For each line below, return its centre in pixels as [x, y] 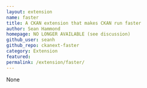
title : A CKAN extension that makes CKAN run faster [74, 23]
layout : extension [29, 12]
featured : [19, 57]
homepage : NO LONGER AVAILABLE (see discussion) [68, 34]
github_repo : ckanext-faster [43, 46]
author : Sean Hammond [33, 29]
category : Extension [32, 51]
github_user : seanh [31, 40]
